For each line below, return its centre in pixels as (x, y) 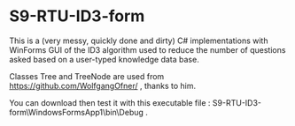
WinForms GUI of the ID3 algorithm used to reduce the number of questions (147, 49)
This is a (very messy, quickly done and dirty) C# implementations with (139, 41)
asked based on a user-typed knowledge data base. (104, 59)
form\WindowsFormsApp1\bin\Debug (77, 112)
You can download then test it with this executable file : (110, 102)
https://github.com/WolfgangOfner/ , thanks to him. (103, 85)
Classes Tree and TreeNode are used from (87, 76)
